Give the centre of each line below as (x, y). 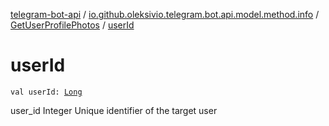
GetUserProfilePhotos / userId (72, 25)
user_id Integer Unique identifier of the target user (114, 110)
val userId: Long (46, 92)
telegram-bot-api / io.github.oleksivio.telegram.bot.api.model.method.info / (165, 14)
